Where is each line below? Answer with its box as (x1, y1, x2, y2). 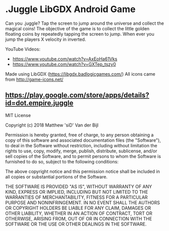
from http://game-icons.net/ (5, 76, 64, 82)
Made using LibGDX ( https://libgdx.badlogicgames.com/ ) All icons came (5, 71, 155, 77)
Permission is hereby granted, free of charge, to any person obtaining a (5, 132, 154, 138)
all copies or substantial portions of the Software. (5, 174, 107, 180)
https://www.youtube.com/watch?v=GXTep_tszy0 (12, 61, 116, 67)
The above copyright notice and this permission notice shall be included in (5, 168, 160, 175)
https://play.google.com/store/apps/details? (5, 91, 150, 99)
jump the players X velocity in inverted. (5, 36, 86, 42)
